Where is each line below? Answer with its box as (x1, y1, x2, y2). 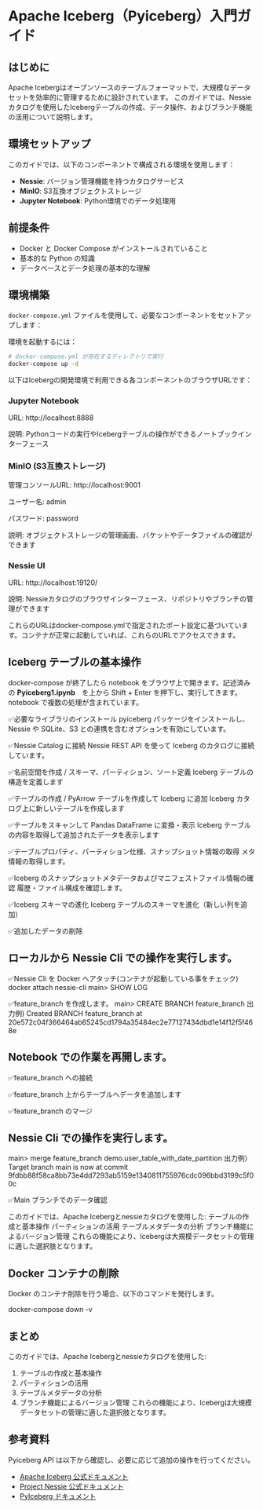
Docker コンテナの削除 (8, 1266, 119, 1280)
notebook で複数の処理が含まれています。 (8, 697, 144, 707)
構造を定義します (8, 776, 64, 786)
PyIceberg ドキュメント (19, 1491, 97, 1500)
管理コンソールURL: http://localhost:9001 (8, 480, 141, 489)
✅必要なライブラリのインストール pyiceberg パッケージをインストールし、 (8, 714, 250, 723)
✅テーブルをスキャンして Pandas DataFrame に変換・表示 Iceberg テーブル (8, 820, 251, 829)
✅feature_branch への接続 (8, 1072, 93, 1082)
